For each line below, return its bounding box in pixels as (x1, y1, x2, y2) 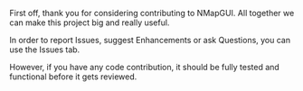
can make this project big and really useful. (9, 17, 170, 28)
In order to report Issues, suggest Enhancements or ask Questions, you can (9, 35, 291, 45)
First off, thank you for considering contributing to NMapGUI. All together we (9, 8, 295, 18)
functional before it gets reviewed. (9, 71, 137, 82)
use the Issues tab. (9, 44, 80, 55)
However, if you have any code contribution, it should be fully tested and (9, 62, 280, 72)
